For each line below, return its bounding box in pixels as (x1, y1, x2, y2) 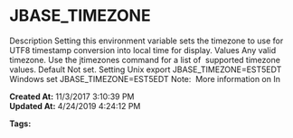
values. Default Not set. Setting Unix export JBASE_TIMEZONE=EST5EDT (9, 64, 282, 75)
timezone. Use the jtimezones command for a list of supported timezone (9, 54, 280, 65)
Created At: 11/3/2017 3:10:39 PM (9, 91, 135, 102)
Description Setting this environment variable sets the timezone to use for (9, 35, 284, 46)
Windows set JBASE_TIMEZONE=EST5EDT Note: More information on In (9, 73, 280, 84)
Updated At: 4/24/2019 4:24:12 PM (9, 100, 141, 111)
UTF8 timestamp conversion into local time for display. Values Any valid (9, 44, 277, 55)
